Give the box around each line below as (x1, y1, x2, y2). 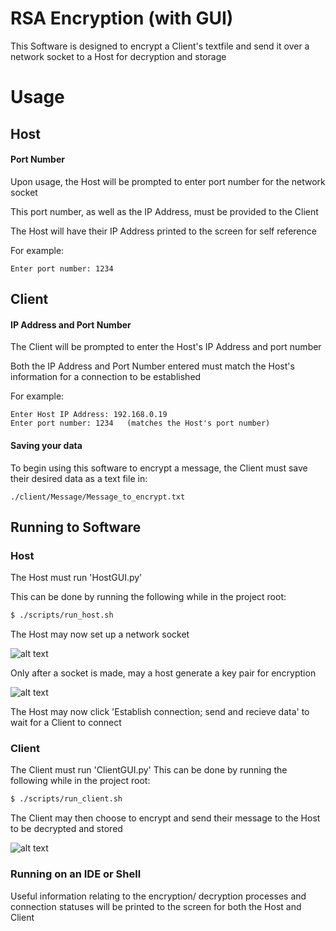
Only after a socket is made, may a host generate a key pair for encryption (10, 667, 317, 679)
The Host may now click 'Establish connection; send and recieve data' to (10, 706, 310, 718)
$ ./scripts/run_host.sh (10, 610, 114, 621)
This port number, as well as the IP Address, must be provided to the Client (10, 205, 319, 217)
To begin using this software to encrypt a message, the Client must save (10, 462, 308, 474)
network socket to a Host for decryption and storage (10, 50, 227, 62)
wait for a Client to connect (10, 717, 122, 729)
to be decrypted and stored (10, 823, 123, 835)
